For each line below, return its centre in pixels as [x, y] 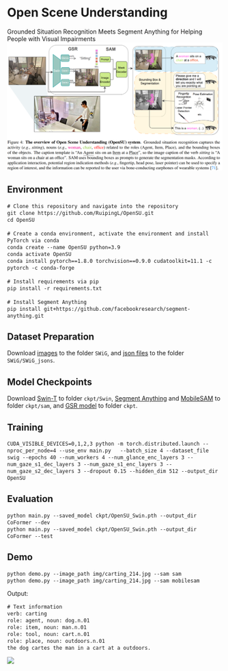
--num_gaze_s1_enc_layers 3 [123, 464]
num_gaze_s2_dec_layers [41, 471]
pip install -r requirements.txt [55, 288]
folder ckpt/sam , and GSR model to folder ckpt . [72, 406]
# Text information [35, 607]
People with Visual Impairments [52, 38]
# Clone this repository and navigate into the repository [93, 206]
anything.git [26, 316]
